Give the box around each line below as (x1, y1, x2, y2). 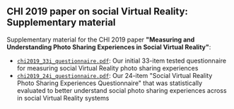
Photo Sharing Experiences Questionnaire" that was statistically (16, 79, 203, 87)
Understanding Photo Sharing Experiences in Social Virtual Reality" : (6, 42, 211, 51)
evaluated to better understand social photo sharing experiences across (16, 86, 227, 94)
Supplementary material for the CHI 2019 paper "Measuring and (6, 35, 195, 44)
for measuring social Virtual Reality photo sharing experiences (16, 63, 199, 72)
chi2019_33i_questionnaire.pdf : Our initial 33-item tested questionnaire (16, 56, 227, 65)
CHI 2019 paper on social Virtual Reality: (6, 6, 189, 18)
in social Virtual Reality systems (16, 94, 110, 102)
